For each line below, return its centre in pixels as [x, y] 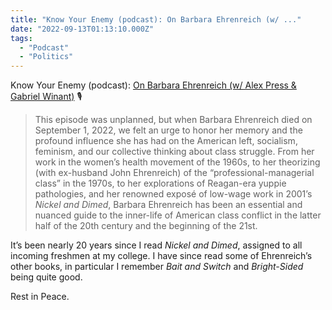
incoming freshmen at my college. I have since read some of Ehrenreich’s [161, 256]
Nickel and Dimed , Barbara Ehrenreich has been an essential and [168, 205]
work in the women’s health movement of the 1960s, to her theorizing [177, 162]
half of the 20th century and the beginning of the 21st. [146, 226]
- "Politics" [46, 57]
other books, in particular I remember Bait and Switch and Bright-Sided [157, 267]
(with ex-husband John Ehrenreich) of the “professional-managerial [174, 173]
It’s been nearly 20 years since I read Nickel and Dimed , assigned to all [156, 245]
